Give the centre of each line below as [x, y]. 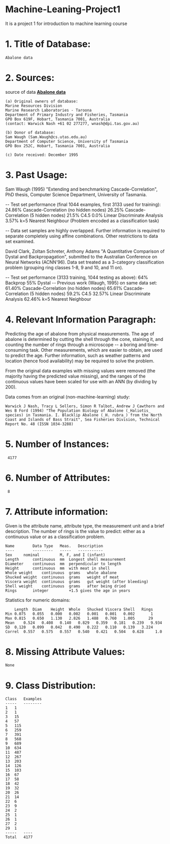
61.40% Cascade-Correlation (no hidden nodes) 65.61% [64, 288]
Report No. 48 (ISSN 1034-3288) [39, 424]
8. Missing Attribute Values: [65, 652]
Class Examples [24, 699]
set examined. [20, 241]
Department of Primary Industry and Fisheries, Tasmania [67, 115]
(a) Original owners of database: [42, 101]
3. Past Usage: [36, 175]
